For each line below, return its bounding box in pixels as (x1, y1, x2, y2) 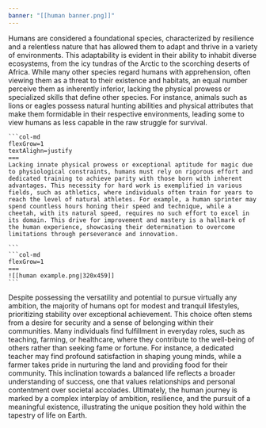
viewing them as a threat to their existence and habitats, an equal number (8, 75, 248, 85)
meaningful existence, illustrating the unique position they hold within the (8, 402, 247, 411)
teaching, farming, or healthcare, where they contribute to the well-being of (8, 334, 255, 344)
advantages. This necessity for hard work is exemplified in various (8, 182, 243, 189)
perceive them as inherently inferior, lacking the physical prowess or (8, 84, 231, 94)
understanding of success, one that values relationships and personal (8, 376, 236, 386)
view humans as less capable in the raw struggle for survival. (8, 117, 208, 127)
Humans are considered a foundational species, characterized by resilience (8, 33, 255, 43)
